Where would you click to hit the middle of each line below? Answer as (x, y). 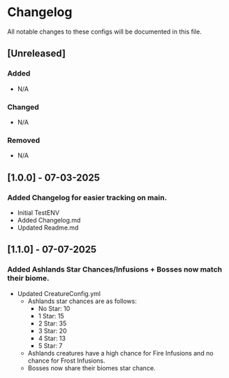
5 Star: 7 (50, 345)
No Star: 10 (54, 308)
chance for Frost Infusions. (67, 360)
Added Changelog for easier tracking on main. (87, 197)
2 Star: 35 (52, 323)
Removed (24, 140)
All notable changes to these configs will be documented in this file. (105, 31)
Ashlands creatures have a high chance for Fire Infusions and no (121, 353)
